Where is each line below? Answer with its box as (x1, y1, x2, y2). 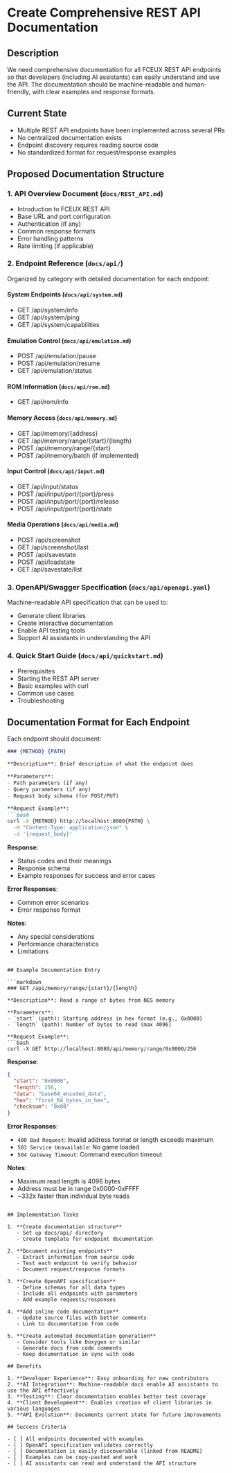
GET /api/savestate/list (17, 565, 82, 574)
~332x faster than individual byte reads (17, 1192, 130, 1200)
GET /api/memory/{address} (17, 429, 98, 437)
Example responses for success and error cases (17, 872, 156, 880)
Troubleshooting (17, 696, 64, 705)
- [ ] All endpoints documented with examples (7, 1436, 144, 1443)
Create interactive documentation (17, 619, 113, 628)
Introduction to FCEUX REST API (17, 204, 110, 213)
